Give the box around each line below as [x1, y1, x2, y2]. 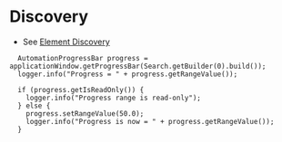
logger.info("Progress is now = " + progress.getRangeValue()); [25, 117, 275, 126]
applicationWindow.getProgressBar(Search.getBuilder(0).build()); [9, 62, 267, 71]
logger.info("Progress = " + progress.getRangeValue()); [17, 70, 238, 79]
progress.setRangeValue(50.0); [25, 109, 145, 118]
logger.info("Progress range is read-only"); [25, 93, 202, 102]
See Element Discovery [22, 36, 111, 47]
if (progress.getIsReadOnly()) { [17, 85, 145, 94]
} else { [17, 101, 51, 110]
